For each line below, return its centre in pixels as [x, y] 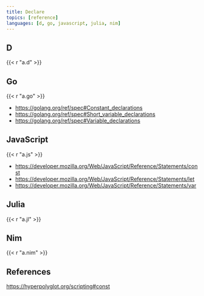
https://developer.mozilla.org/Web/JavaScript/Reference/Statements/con [106, 166]
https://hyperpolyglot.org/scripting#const [58, 286]
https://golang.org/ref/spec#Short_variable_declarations [85, 114]
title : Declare [25, 12]
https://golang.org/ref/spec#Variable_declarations [78, 121]
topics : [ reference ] [32, 18]
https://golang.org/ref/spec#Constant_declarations [79, 108]
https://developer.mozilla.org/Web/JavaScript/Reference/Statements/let [105, 179]
